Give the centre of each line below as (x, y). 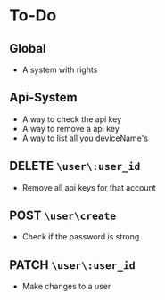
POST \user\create (63, 216)
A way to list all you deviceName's (85, 138)
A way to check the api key (72, 119)
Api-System (43, 97)
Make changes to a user (66, 287)
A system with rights (60, 69)
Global (28, 49)
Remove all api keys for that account (89, 187)
